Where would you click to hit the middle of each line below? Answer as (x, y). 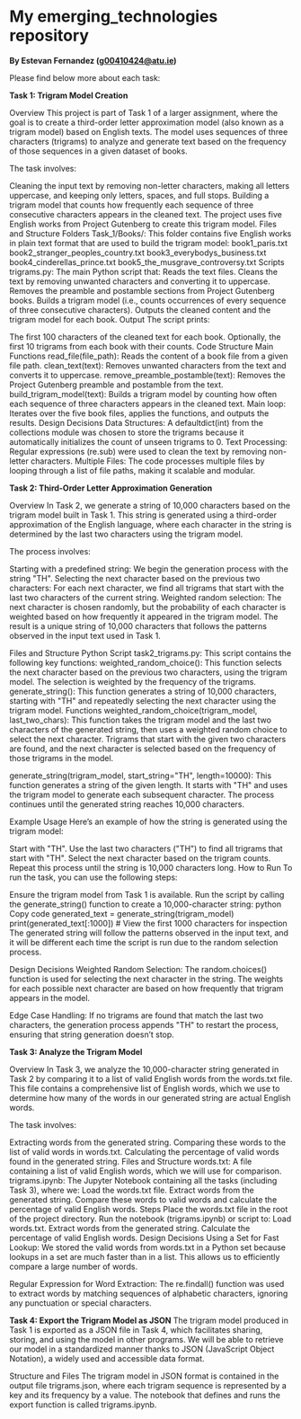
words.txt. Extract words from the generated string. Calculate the (130, 1228)
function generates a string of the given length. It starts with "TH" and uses (149, 785)
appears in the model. (50, 998)
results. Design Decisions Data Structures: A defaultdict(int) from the (136, 422)
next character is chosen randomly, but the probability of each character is (148, 607)
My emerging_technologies (114, 17)
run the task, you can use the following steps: (93, 877)
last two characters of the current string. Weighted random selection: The (146, 597)
